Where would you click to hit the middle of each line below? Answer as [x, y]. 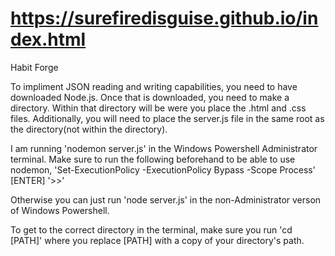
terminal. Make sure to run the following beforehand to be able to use [153, 159]
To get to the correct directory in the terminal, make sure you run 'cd [151, 229]
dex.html [48, 39]
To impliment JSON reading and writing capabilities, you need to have [154, 86]
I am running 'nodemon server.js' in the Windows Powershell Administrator [164, 148]
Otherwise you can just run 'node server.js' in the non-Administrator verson [166, 199]
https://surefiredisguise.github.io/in [164, 18]
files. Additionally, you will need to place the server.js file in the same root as [167, 118]
